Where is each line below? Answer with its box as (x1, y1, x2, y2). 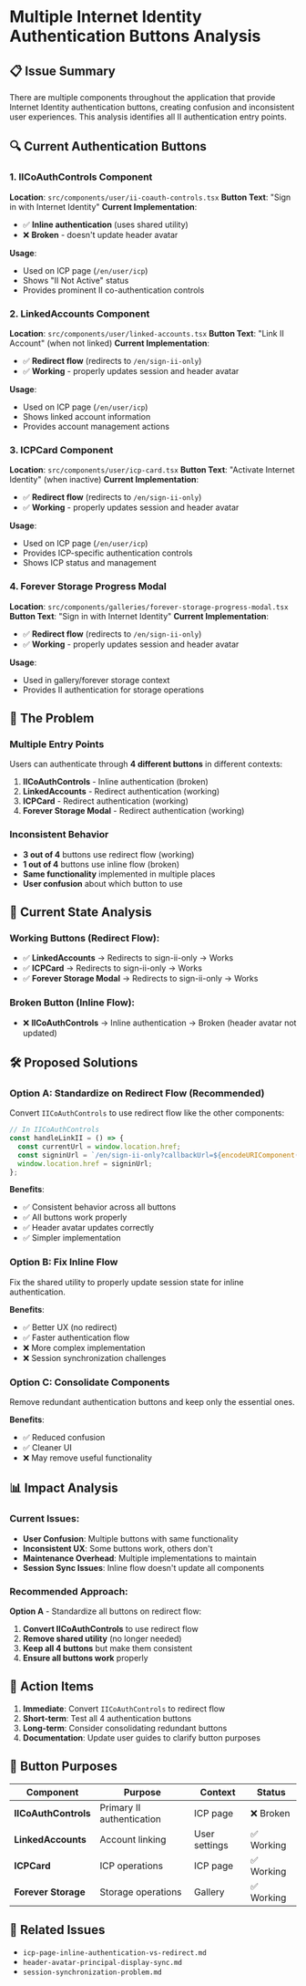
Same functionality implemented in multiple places (22, 868, 216, 879)
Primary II (99, 1801, 141, 1814)
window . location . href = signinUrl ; (17, 1159, 153, 1169)
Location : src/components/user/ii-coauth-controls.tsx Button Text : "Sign (9, 192, 291, 203)
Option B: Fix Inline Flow (9, 1256, 118, 1269)
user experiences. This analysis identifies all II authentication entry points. (9, 111, 287, 122)
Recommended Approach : (9, 1585, 129, 1597)
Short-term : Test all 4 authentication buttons (22, 1712, 192, 1723)
